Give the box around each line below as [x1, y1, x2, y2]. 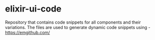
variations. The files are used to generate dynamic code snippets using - [5, 24, 151, 30]
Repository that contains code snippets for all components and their [5, 19, 141, 25]
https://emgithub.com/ [5, 29, 50, 35]
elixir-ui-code [5, 3, 62, 14]
